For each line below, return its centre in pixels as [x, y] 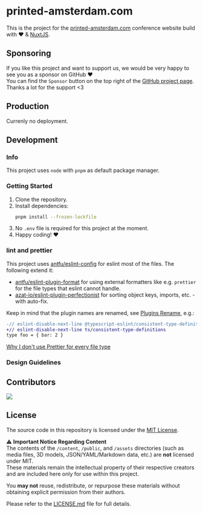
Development [32, 140]
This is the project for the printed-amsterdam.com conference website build [101, 28]
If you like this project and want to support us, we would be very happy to [98, 68]
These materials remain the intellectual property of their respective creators [100, 467]
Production [28, 106]
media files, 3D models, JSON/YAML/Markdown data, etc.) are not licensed [100, 454]
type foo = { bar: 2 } [35, 335]
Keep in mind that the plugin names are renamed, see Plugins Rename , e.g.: [100, 313]
